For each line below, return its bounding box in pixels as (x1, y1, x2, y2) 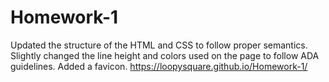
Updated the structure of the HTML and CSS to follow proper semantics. (10, 39, 308, 51)
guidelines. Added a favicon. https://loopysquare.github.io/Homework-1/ (10, 60, 308, 72)
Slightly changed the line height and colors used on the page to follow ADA (10, 49, 320, 61)
